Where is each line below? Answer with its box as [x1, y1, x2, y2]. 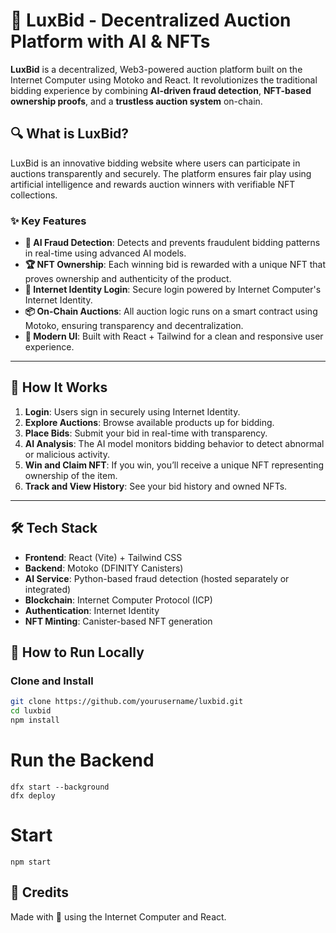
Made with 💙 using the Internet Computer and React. [10, 910, 227, 923]
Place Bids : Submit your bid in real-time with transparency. [24, 427, 268, 439]
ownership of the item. [24, 469, 118, 481]
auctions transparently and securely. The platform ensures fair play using [10, 167, 312, 179]
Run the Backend [10, 749, 155, 772]
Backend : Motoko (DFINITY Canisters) [24, 562, 184, 574]
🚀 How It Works [10, 379, 108, 396]
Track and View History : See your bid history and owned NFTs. [24, 480, 288, 492]
